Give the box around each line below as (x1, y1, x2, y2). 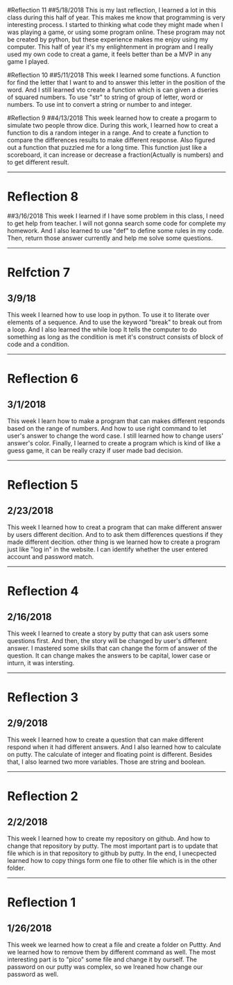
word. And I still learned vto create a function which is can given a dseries (7, 86, 218, 94)
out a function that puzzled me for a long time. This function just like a (7, 144, 207, 151)
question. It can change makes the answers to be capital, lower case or (7, 651, 211, 660)
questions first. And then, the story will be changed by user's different (7, 636, 207, 644)
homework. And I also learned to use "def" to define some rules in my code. (7, 226, 224, 234)
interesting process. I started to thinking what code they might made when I (7, 21, 223, 28)
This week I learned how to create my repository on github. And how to (7, 834, 210, 842)
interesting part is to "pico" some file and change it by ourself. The (7, 955, 198, 963)
